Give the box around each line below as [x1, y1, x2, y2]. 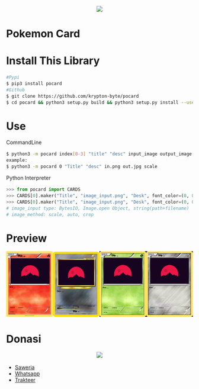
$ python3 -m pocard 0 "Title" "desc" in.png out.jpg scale [6, 163, 158, 170]
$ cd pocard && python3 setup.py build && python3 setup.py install [6, 99, 179, 105]
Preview [6, 232, 47, 245]
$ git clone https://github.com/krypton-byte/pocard [6, 93, 139, 99]
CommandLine [6, 139, 42, 146]
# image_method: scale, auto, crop [6, 211, 94, 217]
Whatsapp [14, 370, 40, 377]
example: [6, 157, 28, 163]
